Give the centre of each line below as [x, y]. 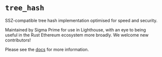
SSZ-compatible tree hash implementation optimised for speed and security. [81, 20]
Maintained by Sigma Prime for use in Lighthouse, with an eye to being [76, 29]
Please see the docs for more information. [47, 49]
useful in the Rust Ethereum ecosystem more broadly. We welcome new [77, 35]
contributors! [18, 40]
